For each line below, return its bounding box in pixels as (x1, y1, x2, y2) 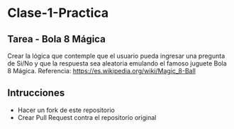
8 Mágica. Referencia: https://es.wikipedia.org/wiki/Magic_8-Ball (7, 67, 196, 75)
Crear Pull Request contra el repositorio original (17, 113, 157, 121)
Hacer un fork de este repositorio (17, 106, 115, 114)
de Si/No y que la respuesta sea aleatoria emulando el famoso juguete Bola (7, 59, 227, 68)
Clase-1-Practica (7, 5, 108, 21)
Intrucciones (7, 87, 65, 99)
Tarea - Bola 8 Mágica (7, 33, 106, 45)
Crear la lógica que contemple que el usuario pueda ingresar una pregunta (7, 51, 225, 60)
